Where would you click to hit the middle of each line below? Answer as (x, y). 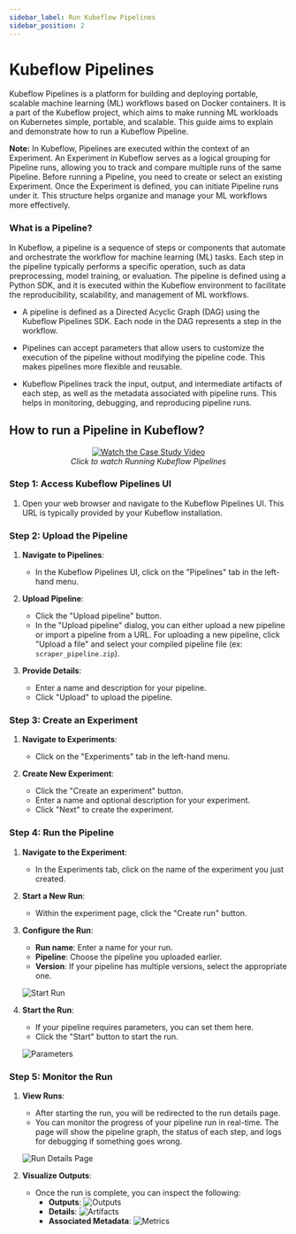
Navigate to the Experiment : (74, 852)
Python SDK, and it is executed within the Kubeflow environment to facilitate (148, 285)
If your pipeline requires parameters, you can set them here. (144, 1027)
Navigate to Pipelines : (63, 555)
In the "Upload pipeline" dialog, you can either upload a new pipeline (160, 625)
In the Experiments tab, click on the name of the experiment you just (159, 869)
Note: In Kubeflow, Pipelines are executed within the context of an (129, 149)
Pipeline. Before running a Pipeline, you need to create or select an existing (146, 177)
